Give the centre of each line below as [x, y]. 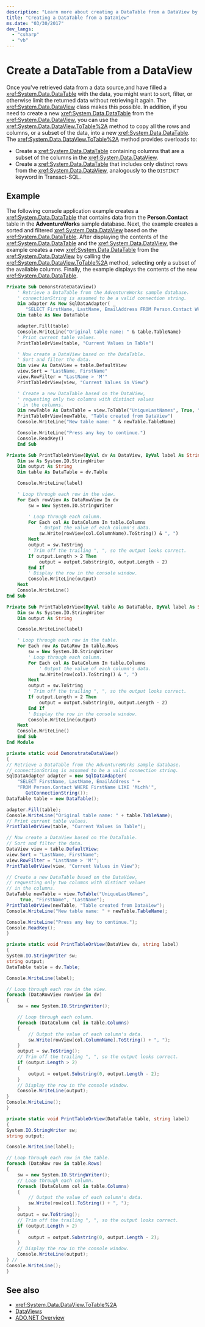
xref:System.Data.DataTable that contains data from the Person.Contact [97, 217]
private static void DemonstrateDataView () [63, 753]
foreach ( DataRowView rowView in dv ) [54, 995]
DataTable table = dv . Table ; [43, 967]
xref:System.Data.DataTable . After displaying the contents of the [87, 237]
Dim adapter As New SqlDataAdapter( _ [67, 304]
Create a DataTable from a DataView [99, 70]
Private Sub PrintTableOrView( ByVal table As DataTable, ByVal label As [101, 607]
